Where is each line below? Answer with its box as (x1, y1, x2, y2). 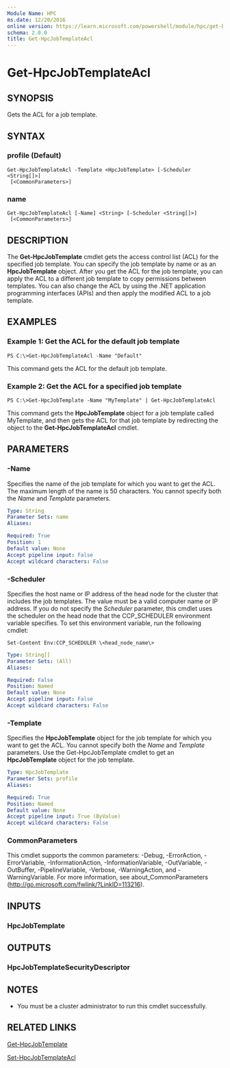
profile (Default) (7, 151, 62, 160)
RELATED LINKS (7, 1022, 77, 1034)
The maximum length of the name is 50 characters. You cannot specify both (7, 487, 222, 495)
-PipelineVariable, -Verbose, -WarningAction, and (37, 866, 177, 874)
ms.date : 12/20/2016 (7, 16, 66, 23)
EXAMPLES (7, 316, 57, 328)
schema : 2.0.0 (7, 29, 48, 36)
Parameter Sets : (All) (7, 657, 72, 665)
